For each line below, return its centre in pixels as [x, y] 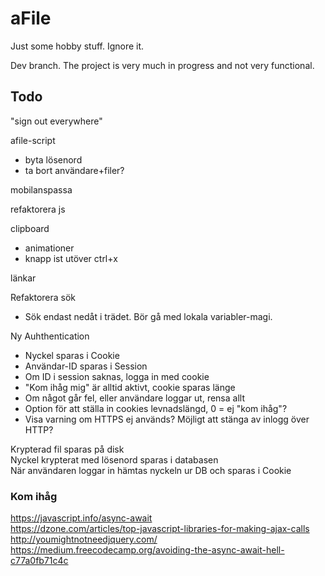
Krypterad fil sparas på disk [67, 449]
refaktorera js [38, 209]
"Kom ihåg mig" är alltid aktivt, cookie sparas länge [130, 387]
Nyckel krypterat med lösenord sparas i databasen [114, 459]
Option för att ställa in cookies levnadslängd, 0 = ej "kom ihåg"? [156, 408]
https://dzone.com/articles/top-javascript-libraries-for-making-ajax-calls [160, 529]
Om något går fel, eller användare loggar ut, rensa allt [134, 398]
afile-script [33, 140]
